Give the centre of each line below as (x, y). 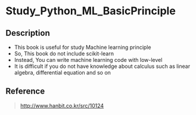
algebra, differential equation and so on (63, 72)
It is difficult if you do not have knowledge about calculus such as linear (102, 66)
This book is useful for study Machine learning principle (83, 47)
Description (28, 33)
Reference (25, 91)
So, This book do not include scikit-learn (64, 54)
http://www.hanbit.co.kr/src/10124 (62, 105)
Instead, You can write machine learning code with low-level (88, 60)
